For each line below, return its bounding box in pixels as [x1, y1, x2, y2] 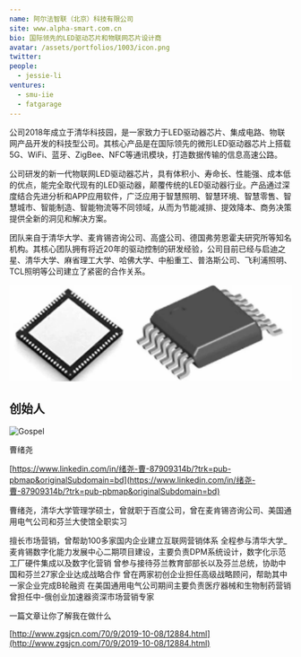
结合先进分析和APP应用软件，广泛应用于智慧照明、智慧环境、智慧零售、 [16, 190, 284, 201]
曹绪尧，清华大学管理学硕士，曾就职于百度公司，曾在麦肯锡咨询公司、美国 [9, 504, 284, 515]
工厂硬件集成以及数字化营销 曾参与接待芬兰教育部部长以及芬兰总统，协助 [9, 557, 279, 568]
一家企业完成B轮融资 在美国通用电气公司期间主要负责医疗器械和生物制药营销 [9, 580, 292, 591]
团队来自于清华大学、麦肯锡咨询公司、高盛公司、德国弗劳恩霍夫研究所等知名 [9, 232, 292, 242]
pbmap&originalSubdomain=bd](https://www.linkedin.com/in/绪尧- [9, 474, 256, 485]
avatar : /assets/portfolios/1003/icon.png [9, 43, 170, 52]
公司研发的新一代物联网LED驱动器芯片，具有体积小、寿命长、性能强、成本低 [9, 168, 291, 179]
